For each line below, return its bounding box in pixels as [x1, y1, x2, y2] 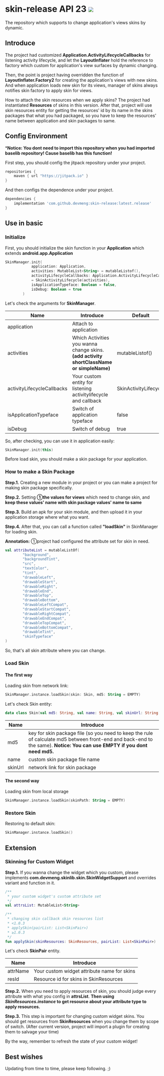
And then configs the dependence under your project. [5, 187, 114, 193]
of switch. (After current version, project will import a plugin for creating [5, 1024, 150, 1030]
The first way [5, 672, 33, 678]
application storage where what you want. [5, 514, 89, 520]
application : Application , [31, 264, 86, 269]
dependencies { [5, 197, 36, 202]
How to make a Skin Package [5, 468, 75, 475]
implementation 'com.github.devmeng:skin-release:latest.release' [14, 201, 152, 206]
